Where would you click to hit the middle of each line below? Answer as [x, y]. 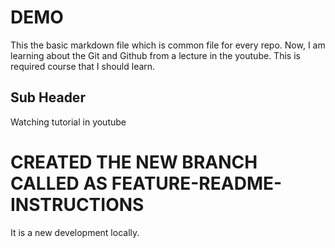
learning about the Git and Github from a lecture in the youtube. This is [155, 55]
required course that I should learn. [83, 66]
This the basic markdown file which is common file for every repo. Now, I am [168, 45]
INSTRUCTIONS [77, 204]
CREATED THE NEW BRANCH [134, 162]
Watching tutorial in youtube [68, 122]
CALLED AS [59, 183]
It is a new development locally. [75, 232]
